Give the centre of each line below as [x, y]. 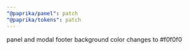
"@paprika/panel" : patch [42, 13]
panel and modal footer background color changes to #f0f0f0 [94, 39]
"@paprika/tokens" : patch [44, 20]
